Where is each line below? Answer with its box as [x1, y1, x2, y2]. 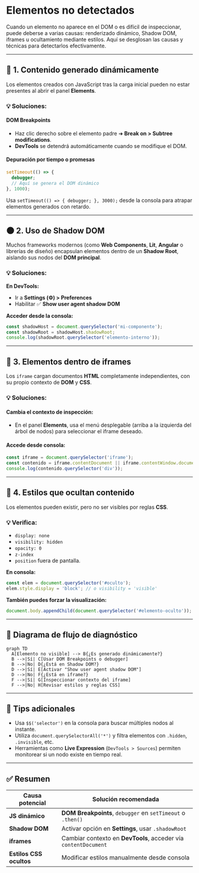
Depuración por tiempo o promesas [6, 156, 95, 163]
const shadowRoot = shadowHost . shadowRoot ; [6, 329, 115, 335]
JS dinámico [9, 812, 45, 820]
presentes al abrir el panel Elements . [6, 87, 97, 94]
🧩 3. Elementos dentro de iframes [6, 357, 131, 367]
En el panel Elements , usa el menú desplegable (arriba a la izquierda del [14, 421, 191, 428]
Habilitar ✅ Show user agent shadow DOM [14, 300, 120, 307]
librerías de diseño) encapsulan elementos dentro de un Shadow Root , [6, 248, 179, 255]
